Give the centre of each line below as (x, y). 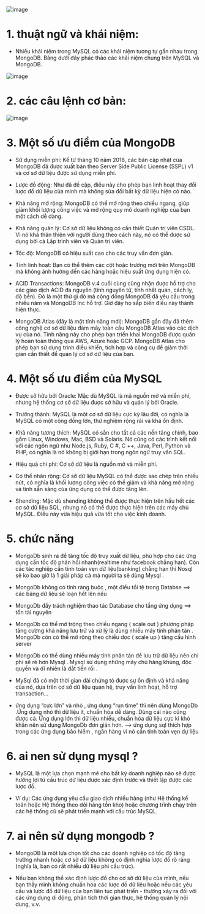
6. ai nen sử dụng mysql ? (72, 756)
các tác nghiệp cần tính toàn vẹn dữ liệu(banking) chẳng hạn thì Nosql (104, 568)
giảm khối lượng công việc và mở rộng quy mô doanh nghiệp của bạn (102, 209)
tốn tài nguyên (33, 612)
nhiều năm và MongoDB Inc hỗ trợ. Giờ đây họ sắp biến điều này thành (104, 303)
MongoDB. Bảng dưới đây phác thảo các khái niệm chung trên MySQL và (107, 58)
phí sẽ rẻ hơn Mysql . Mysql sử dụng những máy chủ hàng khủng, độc (103, 662)
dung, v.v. (28, 904)
